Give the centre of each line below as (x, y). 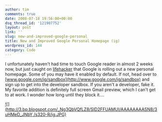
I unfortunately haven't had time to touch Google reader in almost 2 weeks (79, 64)
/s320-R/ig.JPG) (50, 114)
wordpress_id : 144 (23, 46)
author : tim (17, 9)
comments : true (20, 14)
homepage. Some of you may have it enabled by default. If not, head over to (81, 74)
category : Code (20, 50)
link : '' (14, 32)
